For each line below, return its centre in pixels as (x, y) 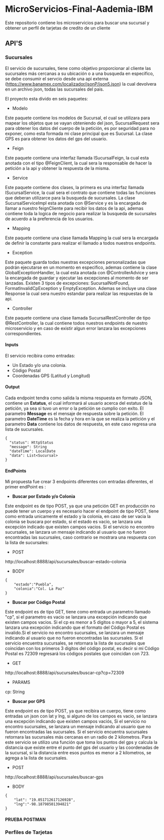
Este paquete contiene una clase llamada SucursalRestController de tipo (78, 318)
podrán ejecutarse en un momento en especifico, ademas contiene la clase (81, 267)
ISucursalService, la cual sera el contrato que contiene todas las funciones (80, 193)
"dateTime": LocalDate (33, 452)
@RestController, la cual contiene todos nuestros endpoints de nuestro (76, 323)
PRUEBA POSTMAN (25, 819)
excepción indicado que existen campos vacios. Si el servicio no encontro (80, 527)
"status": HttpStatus (32, 443)
